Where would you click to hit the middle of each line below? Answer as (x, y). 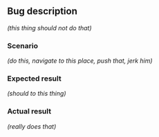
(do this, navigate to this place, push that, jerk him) (80, 61)
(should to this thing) (37, 94)
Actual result (29, 112)
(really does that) (32, 126)
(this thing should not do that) (49, 28)
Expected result (34, 78)
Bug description (42, 11)
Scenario (22, 45)
